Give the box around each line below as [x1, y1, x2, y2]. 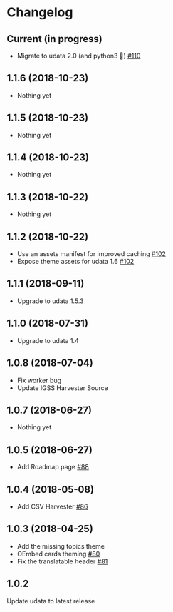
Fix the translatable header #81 [16, 557, 108, 566]
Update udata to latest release [6, 596, 95, 605]
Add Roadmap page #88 [16, 463, 90, 471]
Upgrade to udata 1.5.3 [16, 297, 84, 305]
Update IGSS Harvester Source [16, 383, 108, 392]
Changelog [6, 4, 73, 21]
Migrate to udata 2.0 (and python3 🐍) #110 [16, 51, 141, 60]
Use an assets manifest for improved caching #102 [16, 250, 167, 258]
